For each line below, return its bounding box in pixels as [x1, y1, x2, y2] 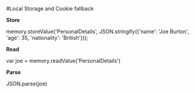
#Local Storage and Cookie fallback [6, 5, 94, 12]
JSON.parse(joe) [6, 80, 48, 87]
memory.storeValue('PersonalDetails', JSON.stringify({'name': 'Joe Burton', [6, 28, 189, 35]
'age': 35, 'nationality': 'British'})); [6, 34, 89, 41]
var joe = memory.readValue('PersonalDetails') [6, 57, 121, 64]
